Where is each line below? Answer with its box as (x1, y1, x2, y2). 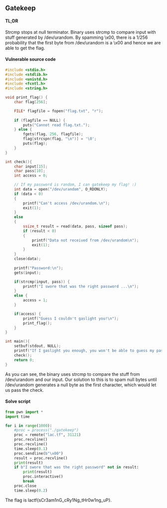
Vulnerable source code (5, 56, 56, 62)
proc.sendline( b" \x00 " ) (14, 451, 64, 456)
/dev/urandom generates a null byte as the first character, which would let (5, 381, 157, 388)
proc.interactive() (23, 474, 64, 479)
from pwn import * (5, 409, 43, 414)
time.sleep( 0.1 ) (14, 446, 48, 451)
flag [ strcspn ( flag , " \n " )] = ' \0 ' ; (23, 137, 97, 142)
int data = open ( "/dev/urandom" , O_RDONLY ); (14, 187, 108, 192)
